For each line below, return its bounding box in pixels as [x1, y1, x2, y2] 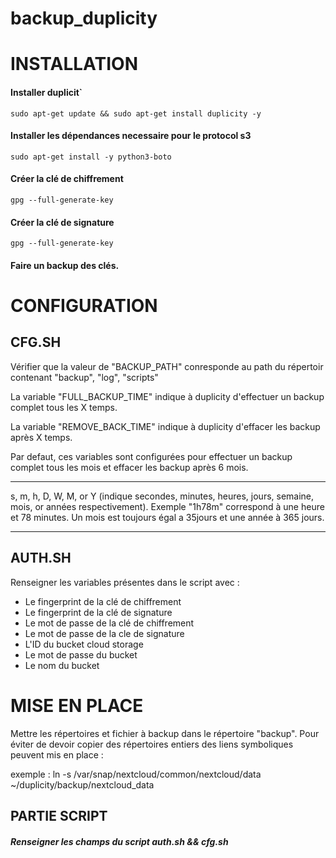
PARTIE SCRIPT [10, 807, 108, 824]
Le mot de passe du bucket [24, 648, 138, 661]
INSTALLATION [10, 53, 138, 76]
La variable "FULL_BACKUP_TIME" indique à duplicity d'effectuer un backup [10, 390, 325, 402]
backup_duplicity [10, 7, 158, 30]
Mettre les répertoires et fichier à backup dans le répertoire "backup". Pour [10, 727, 320, 739]
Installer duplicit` [10, 86, 83, 98]
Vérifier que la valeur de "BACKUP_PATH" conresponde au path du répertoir [10, 360, 324, 372]
